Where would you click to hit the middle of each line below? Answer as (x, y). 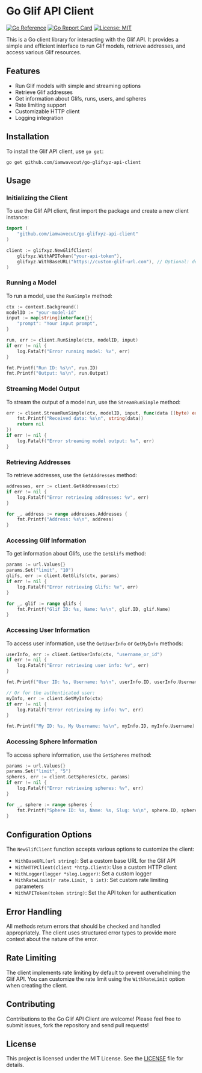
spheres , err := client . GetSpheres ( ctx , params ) (68, 777)
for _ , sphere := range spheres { (50, 805)
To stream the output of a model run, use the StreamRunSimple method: (93, 402)
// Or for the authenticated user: (51, 693)
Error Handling (34, 912)
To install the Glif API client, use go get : (55, 151)
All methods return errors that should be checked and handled (83, 927)
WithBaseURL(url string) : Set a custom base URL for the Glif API (95, 861)
